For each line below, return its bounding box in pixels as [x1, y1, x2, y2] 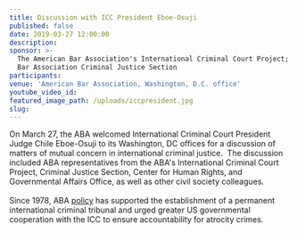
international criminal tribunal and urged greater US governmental [9, 204, 252, 215]
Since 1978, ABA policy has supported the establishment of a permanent [9, 196, 276, 206]
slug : [9, 104, 29, 113]
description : [9, 37, 58, 47]
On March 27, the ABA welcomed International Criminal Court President [9, 129, 271, 139]
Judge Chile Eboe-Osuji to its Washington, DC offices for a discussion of [9, 138, 276, 149]
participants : [9, 71, 62, 80]
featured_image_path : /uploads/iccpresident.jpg [9, 96, 194, 105]
